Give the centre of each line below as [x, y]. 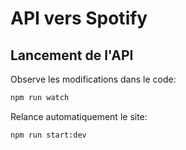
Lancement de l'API [72, 55]
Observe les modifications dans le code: [93, 79]
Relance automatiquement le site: [79, 116]
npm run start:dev [48, 135]
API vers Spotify [79, 18]
